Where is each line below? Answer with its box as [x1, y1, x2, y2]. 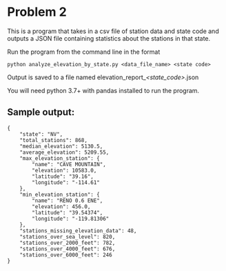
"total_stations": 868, [19, 137, 88, 143]
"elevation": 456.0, [32, 203, 91, 210]
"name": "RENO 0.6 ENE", [32, 197, 103, 204]
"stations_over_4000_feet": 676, [19, 245, 116, 252]
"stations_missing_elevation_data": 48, [19, 227, 137, 234]
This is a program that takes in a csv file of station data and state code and [7, 27, 219, 35]
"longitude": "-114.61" [32, 179, 100, 186]
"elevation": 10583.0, [32, 167, 97, 174]
